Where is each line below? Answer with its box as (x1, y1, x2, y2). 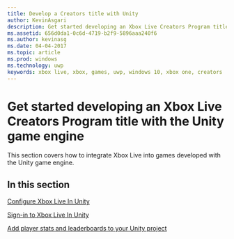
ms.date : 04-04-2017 (7, 43, 68, 49)
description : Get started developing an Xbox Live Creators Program (7, 23, 210, 30)
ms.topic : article (7, 49, 61, 56)
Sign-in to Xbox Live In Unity (7, 210, 89, 219)
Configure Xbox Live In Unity (7, 197, 91, 206)
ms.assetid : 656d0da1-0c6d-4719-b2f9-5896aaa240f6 (7, 29, 157, 37)
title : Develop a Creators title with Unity (7, 10, 139, 17)
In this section (7, 178, 70, 190)
